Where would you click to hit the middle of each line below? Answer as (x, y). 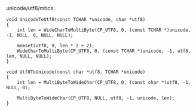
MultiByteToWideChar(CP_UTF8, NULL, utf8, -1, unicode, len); (96, 98)
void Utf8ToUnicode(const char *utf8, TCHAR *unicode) (76, 72)
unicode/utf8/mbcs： (32, 8)
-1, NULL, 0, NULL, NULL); (40, 35)
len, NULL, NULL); (29, 56)
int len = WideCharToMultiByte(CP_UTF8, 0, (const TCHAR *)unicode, (104, 30)
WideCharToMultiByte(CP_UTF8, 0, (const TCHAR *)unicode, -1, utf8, (104, 51)
